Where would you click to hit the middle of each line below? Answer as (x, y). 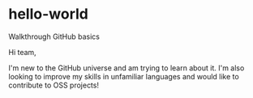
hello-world (49, 14)
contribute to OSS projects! (54, 85)
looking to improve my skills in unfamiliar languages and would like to (124, 76)
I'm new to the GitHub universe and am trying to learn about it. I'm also (126, 68)
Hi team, (22, 52)
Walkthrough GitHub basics (54, 36)
